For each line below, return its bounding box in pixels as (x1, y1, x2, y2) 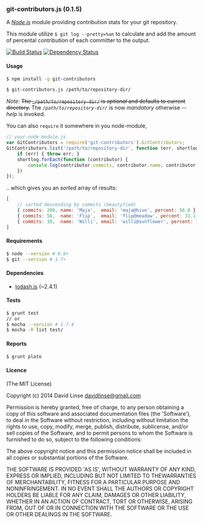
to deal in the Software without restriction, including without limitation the (6, 416, 188, 424)
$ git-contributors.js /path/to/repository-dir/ (6, 87, 131, 93)
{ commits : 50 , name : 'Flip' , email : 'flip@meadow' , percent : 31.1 (17, 212, 196, 219)
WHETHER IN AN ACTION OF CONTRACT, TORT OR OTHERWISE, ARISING (6, 498, 193, 505)
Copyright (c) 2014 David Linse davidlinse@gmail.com (6, 392, 141, 399)
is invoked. (18, 111, 45, 118)
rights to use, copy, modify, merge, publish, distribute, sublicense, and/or (6, 423, 188, 430)
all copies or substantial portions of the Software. (6, 453, 129, 461)
